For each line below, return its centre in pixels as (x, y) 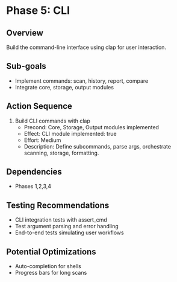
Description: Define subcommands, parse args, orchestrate (98, 146)
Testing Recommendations (58, 205)
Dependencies (34, 172)
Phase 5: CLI (38, 11)
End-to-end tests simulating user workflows (70, 232)
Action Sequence (39, 106)
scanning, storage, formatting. (61, 153)
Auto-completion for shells (48, 266)
